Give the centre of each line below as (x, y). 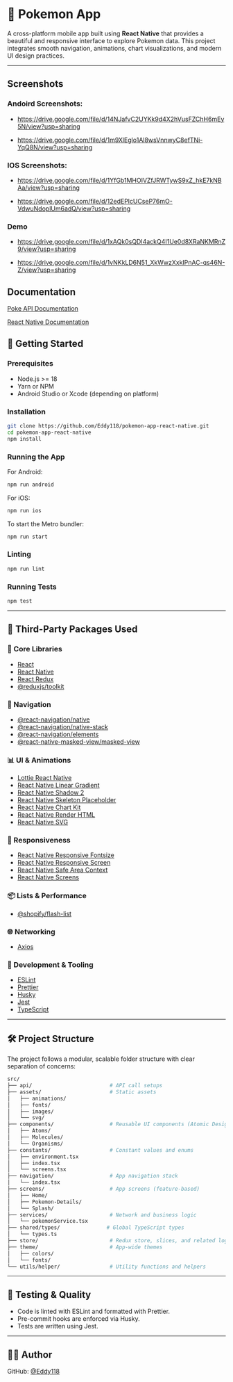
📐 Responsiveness (39, 840)
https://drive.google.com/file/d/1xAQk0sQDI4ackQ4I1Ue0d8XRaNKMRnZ (121, 242)
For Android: (25, 471)
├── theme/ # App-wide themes (85, 1247)
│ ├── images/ (31, 1112)
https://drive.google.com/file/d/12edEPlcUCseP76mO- (95, 201)
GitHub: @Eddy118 (34, 1372)
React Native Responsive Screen (64, 863)
